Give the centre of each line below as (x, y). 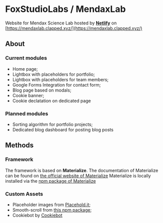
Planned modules (27, 113)
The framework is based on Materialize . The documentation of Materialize (82, 170)
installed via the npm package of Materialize (51, 181)
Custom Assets (24, 194)
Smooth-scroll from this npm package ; (52, 210)
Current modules (26, 58)
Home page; (25, 69)
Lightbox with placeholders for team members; (60, 79)
